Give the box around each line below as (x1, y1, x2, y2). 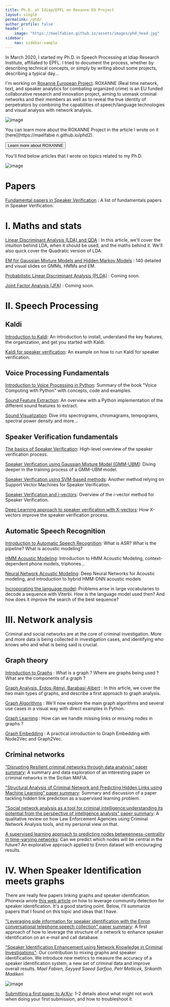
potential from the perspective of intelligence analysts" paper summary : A (5, 810, 159, 816)
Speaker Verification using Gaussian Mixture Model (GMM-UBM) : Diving (5, 461, 156, 467)
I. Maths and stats (5, 220, 82, 232)
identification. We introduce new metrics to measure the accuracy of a (5, 954, 152, 961)
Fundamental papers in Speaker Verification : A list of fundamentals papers (5, 197, 162, 203)
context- (145, 555, 163, 561)
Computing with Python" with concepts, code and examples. (5, 387, 132, 393)
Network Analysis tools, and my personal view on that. (5, 821, 119, 827)
